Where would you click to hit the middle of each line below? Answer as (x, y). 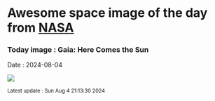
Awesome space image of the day (107, 13)
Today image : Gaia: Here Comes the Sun (78, 50)
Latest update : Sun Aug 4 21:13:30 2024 (56, 91)
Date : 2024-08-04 (35, 65)
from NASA (41, 28)
